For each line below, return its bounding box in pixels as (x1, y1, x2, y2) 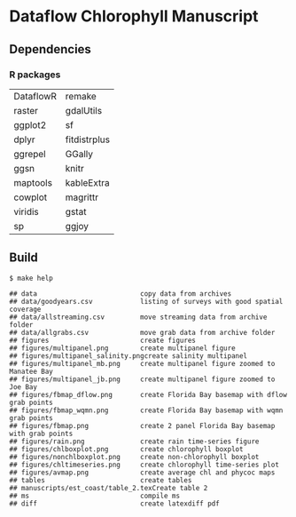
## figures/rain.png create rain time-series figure (9, 437, 260, 446)
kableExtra (65, 176, 110, 188)
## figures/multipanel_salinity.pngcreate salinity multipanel (9, 351, 248, 361)
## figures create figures (9, 336, 197, 345)
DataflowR (13, 90, 58, 102)
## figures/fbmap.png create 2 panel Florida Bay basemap (9, 421, 276, 430)
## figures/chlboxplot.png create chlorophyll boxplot (9, 444, 244, 454)
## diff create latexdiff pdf (9, 499, 220, 508)
